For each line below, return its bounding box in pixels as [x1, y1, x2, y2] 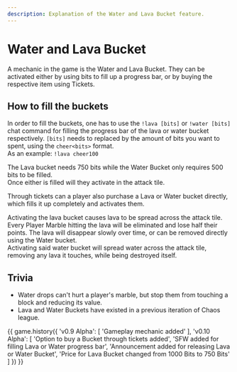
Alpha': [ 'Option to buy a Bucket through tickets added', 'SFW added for [7, 335, 219, 344]
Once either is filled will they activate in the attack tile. [7, 179, 165, 187]
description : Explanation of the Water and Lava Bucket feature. [7, 10, 204, 18]
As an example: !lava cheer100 [7, 149, 99, 158]
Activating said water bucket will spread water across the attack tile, [7, 243, 207, 253]
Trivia [7, 272, 33, 284]
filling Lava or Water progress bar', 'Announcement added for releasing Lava [7, 342, 231, 351]
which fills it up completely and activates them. [7, 200, 145, 208]
